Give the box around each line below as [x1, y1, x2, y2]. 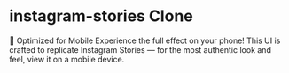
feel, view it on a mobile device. [9, 54, 125, 64]
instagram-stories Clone [9, 6, 193, 26]
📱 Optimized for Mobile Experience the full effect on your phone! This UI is [9, 35, 281, 46]
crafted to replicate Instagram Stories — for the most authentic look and [9, 44, 272, 55]
